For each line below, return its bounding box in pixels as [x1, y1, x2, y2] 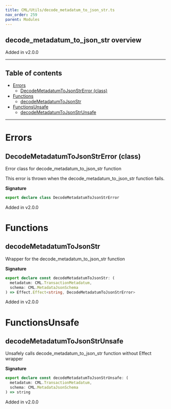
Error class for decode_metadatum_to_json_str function [5, 166, 122, 171]
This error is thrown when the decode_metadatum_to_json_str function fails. [5, 176, 165, 181]
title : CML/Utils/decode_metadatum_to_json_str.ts [5, 7, 115, 13]
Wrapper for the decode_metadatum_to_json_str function [5, 255, 125, 262]
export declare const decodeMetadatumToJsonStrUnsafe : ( [5, 375, 129, 381]
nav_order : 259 [5, 12, 38, 17]
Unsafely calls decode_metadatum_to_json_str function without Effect [5, 350, 152, 357]
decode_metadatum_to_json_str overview [5, 36, 141, 44]
